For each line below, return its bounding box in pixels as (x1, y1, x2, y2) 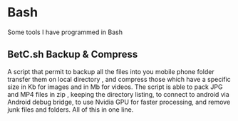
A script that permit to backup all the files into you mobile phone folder (7, 67, 215, 75)
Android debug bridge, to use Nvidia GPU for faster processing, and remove (7, 98, 231, 106)
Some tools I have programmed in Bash (7, 28, 123, 36)
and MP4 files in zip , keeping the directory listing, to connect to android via (7, 90, 229, 98)
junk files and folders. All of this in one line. (7, 105, 134, 114)
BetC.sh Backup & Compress (7, 48, 138, 60)
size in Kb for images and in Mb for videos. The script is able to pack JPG (7, 83, 223, 91)
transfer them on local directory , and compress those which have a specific (7, 75, 232, 83)
